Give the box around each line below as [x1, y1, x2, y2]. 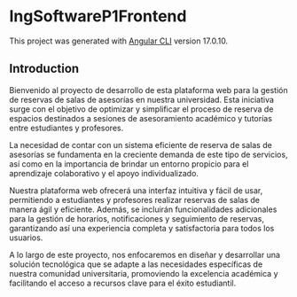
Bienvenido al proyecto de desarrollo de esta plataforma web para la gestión [9, 84, 288, 95]
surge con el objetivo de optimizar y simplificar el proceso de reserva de [9, 104, 274, 114]
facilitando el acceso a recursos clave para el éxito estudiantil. [9, 277, 237, 288]
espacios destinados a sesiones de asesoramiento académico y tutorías [9, 113, 273, 123]
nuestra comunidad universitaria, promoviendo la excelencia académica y [9, 268, 278, 278]
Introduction [9, 61, 80, 76]
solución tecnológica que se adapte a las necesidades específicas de [9, 259, 263, 270]
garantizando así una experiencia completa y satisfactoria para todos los [9, 223, 275, 233]
